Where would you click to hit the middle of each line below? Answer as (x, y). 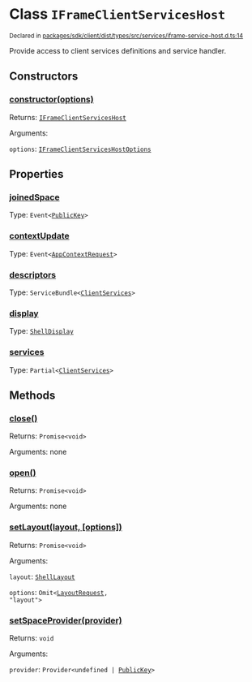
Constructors (44, 77)
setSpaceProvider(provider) (66, 620)
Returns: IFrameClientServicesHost (68, 117)
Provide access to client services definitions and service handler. (117, 50)
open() (23, 473)
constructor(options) (51, 100)
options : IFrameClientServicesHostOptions (81, 149)
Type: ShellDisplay (41, 331)
